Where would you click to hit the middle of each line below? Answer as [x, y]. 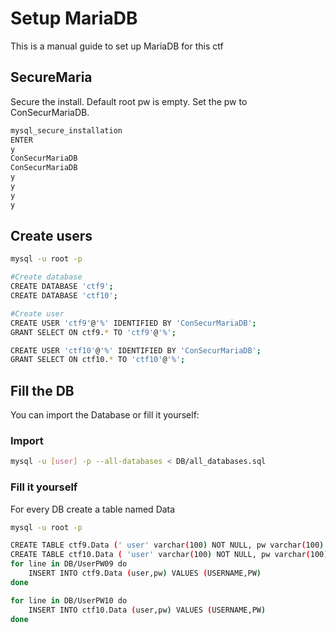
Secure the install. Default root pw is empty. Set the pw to [129, 101]
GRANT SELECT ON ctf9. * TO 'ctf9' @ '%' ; [93, 332]
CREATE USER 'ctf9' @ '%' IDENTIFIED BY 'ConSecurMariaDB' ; [133, 323]
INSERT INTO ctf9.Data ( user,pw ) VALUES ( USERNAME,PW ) [145, 573]
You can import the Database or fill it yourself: [105, 415]
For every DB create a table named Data [93, 509]
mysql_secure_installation [66, 130]
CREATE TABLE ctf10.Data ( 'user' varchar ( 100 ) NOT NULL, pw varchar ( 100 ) [169, 555]
